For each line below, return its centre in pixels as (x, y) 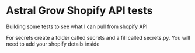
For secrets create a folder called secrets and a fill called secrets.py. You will (98, 37)
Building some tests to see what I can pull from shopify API (77, 26)
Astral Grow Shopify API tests (79, 11)
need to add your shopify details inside (53, 44)
